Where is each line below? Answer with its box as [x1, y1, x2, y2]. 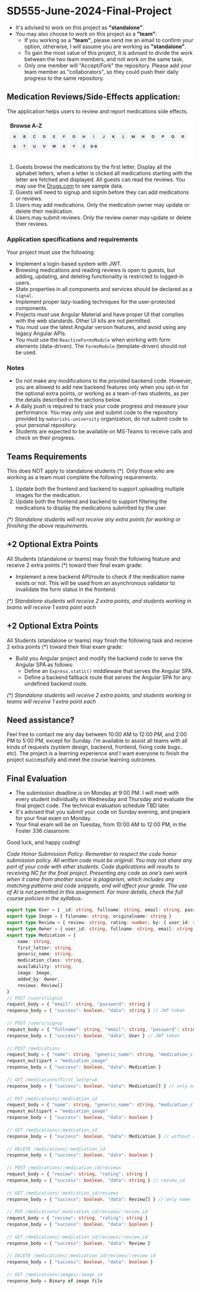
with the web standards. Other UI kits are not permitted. [15, 317, 152, 324]
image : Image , [17, 970, 52, 976]
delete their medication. [15, 207, 74, 215]
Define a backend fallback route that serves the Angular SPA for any [24, 674, 191, 681]
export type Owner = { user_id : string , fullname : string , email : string [7, 926, 193, 932]
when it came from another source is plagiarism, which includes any [7, 876, 174, 883]
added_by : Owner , [17, 976, 61, 982]
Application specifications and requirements [7, 235, 138, 243]
